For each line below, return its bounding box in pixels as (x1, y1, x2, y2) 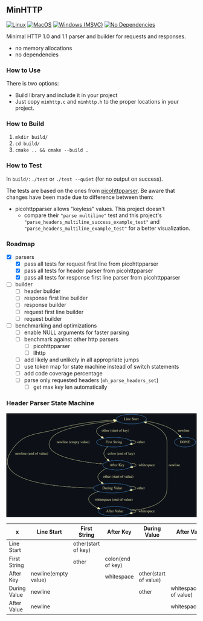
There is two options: (6, 80, 59, 87)
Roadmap (6, 240, 35, 248)
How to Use (6, 66, 41, 75)
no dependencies (14, 51, 59, 58)
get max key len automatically (33, 383, 108, 391)
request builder (24, 315, 62, 322)
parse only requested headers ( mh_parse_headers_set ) (24, 377, 159, 384)
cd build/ (14, 141, 40, 147)
